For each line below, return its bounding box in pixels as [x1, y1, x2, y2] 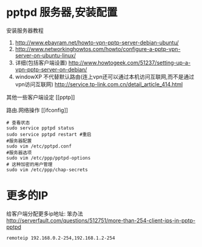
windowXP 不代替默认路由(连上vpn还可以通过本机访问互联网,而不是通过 [15, 73, 195, 80]
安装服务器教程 [6, 27, 44, 34]
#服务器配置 [6, 138, 32, 144]
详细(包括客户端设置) [15, 59, 68, 66]
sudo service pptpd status [6, 125, 75, 131]
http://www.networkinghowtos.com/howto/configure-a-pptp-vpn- [15, 45, 181, 52]
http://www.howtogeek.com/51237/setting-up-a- [68, 59, 191, 66]
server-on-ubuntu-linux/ [15, 52, 76, 59]
